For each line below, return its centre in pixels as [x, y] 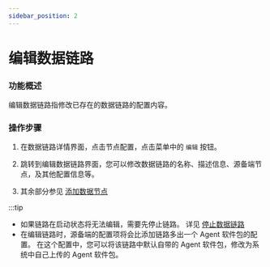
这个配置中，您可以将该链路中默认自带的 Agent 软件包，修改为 [148, 244]
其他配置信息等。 [70, 174]
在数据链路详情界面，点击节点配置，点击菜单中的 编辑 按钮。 [120, 147]
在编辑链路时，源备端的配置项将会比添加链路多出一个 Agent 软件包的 [135, 235]
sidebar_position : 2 [43, 16]
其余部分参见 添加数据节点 [64, 192]
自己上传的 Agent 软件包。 [79, 255]
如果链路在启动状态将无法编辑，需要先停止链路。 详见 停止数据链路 [132, 224]
